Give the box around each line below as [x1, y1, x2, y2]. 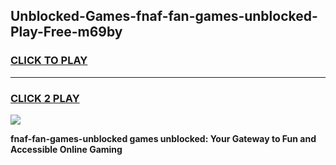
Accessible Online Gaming [10, 143, 123, 155]
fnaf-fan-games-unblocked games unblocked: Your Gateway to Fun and [10, 132, 317, 144]
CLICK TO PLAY [10, 54, 88, 68]
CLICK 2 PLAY [10, 91, 80, 105]
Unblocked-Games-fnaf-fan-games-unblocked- [10, 8, 318, 25]
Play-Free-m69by [10, 24, 123, 41]
